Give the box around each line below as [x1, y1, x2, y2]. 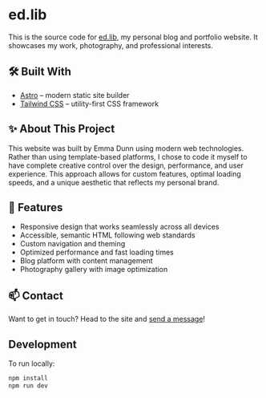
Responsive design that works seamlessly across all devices [19, 222, 220, 232]
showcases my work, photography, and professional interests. [8, 40, 214, 50]
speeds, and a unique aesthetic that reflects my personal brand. [8, 177, 220, 187]
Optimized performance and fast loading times [19, 247, 174, 258]
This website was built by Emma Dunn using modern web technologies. [8, 143, 244, 153]
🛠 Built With [8, 65, 72, 79]
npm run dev [8, 381, 48, 390]
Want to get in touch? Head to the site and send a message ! [8, 315, 206, 324]
